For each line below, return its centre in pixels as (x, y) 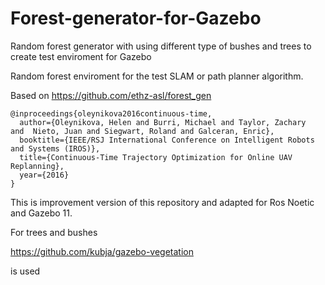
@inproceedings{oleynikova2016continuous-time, (111, 113)
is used (25, 271)
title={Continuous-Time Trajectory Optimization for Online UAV (156, 157)
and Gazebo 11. (41, 213)
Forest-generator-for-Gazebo (136, 18)
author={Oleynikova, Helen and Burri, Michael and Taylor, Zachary (163, 122)
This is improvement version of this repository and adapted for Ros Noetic (162, 202)
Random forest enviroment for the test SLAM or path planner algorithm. (157, 76)
